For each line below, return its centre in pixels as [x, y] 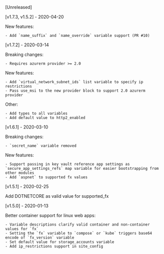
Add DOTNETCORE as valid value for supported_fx [57, 196]
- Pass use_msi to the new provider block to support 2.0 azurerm [75, 91]
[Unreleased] [19, 7]
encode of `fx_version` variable [40, 238]
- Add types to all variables [37, 114]
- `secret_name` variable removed [41, 146]
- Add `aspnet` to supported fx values [46, 177]
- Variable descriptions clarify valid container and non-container [78, 225]
